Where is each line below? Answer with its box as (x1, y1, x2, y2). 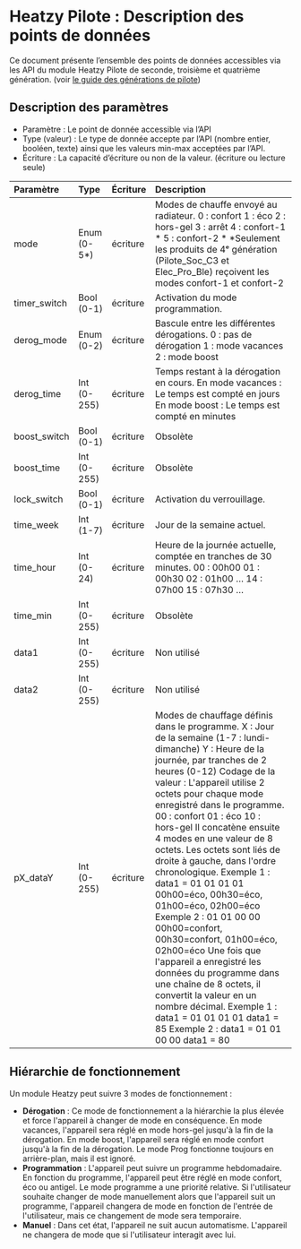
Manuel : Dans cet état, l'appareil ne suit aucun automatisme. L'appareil (21, 1219, 288, 1230)
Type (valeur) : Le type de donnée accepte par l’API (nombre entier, (21, 133, 271, 144)
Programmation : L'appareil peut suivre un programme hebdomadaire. (21, 1162, 282, 1173)
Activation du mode (155, 291, 237, 304)
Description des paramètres (9, 100, 168, 116)
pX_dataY (13, 871, 54, 883)
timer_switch (13, 297, 67, 309)
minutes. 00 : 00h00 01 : (155, 561, 260, 573)
